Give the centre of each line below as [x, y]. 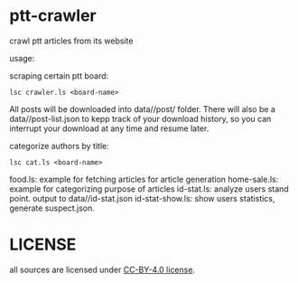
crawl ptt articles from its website [71, 41]
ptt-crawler [53, 16]
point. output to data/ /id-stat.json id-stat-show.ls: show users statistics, [142, 198]
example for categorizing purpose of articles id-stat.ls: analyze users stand [149, 189]
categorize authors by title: [60, 146]
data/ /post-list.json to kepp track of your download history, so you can [140, 118]
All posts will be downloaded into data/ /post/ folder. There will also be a [142, 108]
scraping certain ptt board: [59, 75]
